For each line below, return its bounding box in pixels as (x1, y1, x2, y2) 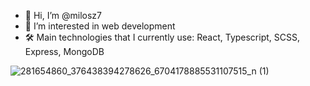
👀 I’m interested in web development (24, 20, 176, 32)
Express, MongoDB (24, 46, 105, 57)
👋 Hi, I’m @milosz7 (24, 10, 103, 21)
